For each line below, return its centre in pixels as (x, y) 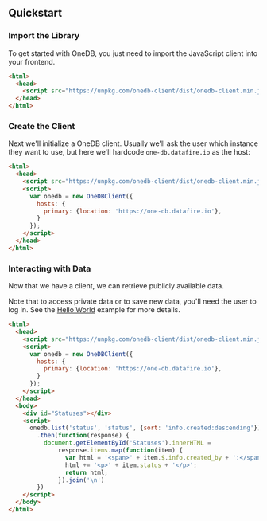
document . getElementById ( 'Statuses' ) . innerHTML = (128, 443)
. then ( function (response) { (83, 436)
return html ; (87, 472)
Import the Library (44, 36)
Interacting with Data (50, 268)
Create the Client (42, 126)
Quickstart (35, 13)
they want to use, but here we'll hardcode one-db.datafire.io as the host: (129, 152)
